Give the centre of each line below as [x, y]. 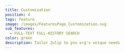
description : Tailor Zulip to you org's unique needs [63, 43]
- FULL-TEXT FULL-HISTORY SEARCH [45, 33]
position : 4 [18, 15]
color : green [19, 38]
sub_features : [20, 29]
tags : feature [20, 19]
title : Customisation [28, 10]
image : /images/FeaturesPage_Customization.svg [56, 24]
